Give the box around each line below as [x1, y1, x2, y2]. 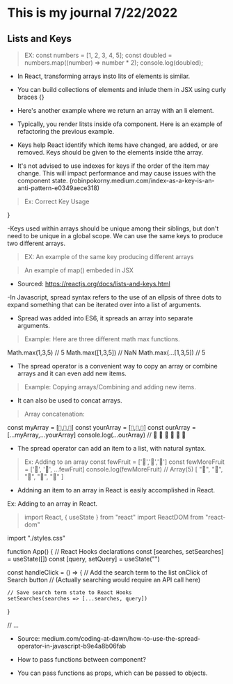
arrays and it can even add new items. [17, 369, 127, 378]
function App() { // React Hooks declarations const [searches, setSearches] [7, 547, 224, 555]
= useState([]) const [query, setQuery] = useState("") [7, 555, 160, 563]
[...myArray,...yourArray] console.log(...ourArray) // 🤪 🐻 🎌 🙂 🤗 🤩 [7, 430, 186, 439]
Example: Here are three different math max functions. [24, 335, 180, 343]
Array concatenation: [24, 410, 85, 418]
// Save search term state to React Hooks [7, 589, 132, 596]
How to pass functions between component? [17, 655, 146, 663]
